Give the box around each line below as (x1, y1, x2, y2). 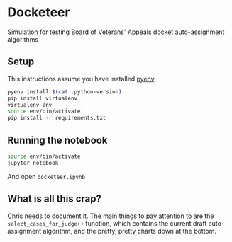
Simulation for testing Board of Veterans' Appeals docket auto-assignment (7, 28, 225, 36)
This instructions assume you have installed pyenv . (7, 74, 156, 83)
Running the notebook (7, 134, 108, 146)
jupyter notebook (7, 159, 59, 166)
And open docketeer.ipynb (7, 172, 86, 180)
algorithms (7, 35, 39, 43)
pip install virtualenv (7, 95, 78, 102)
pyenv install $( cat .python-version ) (7, 88, 122, 96)
